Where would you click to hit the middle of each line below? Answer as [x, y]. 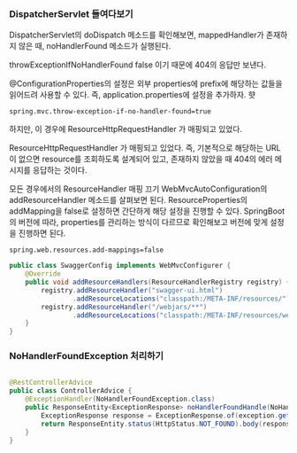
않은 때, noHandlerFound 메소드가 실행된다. [95, 46]
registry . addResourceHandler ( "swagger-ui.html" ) [132, 290]
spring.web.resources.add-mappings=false [87, 250]
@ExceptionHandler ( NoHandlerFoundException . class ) [120, 399]
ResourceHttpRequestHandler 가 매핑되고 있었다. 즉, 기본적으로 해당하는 [136, 148]
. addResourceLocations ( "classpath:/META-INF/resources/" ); [183, 299]
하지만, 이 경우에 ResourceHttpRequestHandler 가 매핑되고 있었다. [126, 129]
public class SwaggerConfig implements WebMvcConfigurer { [120, 266]
